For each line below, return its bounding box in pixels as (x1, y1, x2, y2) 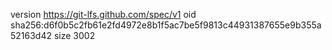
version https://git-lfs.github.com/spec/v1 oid (10, 9, 197, 20)
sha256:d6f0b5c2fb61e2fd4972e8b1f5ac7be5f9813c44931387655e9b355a (10, 19, 322, 31)
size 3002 (53, 30, 96, 41)
